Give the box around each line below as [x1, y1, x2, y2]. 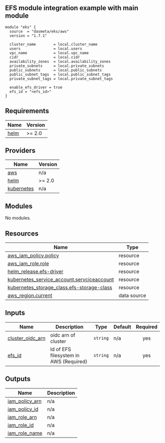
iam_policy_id [7, 406, 38, 413]
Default [113, 323, 132, 330]
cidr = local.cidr [9, 55, 80, 59]
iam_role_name [7, 430, 43, 437]
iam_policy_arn [7, 398, 42, 405]
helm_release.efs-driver [7, 268, 64, 275]
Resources [5, 229, 39, 237]
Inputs [5, 309, 26, 317]
